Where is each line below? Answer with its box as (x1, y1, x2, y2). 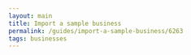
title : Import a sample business (8, 19, 122, 27)
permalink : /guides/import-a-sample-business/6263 (8, 27, 184, 35)
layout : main (8, 11, 53, 20)
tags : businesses (8, 34, 67, 43)
